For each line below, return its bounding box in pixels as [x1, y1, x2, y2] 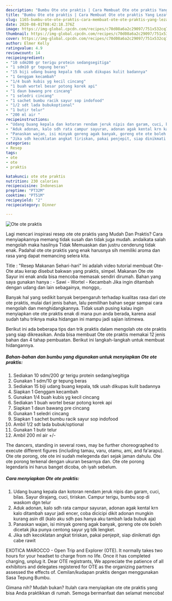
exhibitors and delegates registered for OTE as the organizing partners [6, 564, 155, 570]
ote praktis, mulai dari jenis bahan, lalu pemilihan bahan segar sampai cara [6, 299, 163, 306]
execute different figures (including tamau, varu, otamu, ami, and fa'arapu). [6, 447, 164, 454]
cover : [6, 36, 20, 41]
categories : [6, 141, 31, 146]
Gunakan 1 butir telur [13, 426, 57, 433]
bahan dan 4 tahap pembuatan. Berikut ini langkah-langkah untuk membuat [6, 336, 165, 343]
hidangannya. [6, 342, 35, 348]
